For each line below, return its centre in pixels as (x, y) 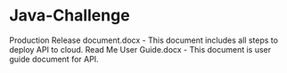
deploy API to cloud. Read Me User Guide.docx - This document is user (140, 49)
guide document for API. (54, 59)
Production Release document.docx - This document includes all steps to (144, 40)
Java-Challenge (70, 16)
